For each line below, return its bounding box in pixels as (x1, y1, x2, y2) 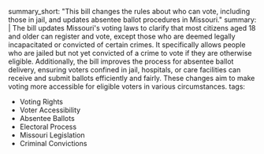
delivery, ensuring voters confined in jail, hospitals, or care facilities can (8, 65, 241, 74)
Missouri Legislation (19, 130, 85, 140)
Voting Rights (19, 97, 64, 106)
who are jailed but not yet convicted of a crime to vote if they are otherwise (8, 49, 252, 57)
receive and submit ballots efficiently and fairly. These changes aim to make (8, 74, 255, 82)
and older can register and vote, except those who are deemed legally (8, 31, 236, 41)
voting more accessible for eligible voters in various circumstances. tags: (8, 82, 246, 91)
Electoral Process (19, 122, 77, 131)
